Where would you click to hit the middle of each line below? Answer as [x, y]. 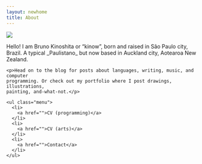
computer [17, 76]
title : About [23, 18]
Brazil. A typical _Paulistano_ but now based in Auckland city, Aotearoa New [101, 53]
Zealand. [17, 59]
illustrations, [25, 86]
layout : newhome [27, 12]
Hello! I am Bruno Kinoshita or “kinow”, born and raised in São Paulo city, [97, 46]
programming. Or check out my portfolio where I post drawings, [89, 81]
